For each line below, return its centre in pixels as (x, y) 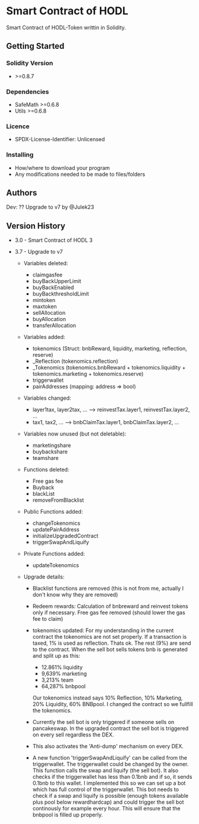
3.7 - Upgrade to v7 (39, 252)
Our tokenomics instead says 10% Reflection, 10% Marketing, (108, 698)
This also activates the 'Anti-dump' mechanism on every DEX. (108, 747)
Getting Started (35, 46)
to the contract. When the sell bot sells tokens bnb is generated (110, 649)
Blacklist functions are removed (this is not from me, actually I (108, 589)
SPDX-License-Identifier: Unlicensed (60, 139)
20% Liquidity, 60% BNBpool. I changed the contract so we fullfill (113, 704)
